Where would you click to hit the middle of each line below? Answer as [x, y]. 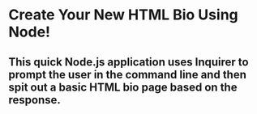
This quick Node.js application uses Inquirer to [128, 62]
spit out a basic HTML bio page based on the [123, 87]
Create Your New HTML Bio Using [124, 15]
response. [34, 100]
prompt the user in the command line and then [128, 74]
